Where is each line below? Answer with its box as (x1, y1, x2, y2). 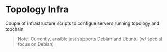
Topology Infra (5, 4, 69, 15)
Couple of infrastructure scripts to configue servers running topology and (5, 20, 159, 27)
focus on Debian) (17, 41, 54, 47)
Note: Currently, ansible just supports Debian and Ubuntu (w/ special (17, 36, 162, 42)
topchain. (5, 25, 25, 32)
